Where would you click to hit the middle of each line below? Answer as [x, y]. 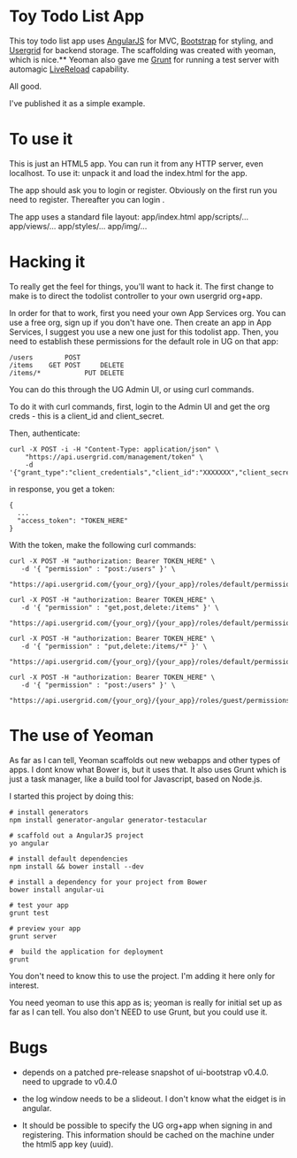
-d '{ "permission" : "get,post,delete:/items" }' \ [120, 607]
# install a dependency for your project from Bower [108, 882]
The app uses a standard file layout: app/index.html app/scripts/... [129, 216]
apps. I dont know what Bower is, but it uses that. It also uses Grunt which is [148, 769]
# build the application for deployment [87, 952]
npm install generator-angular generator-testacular [108, 820]
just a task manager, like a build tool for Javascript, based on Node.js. [136, 779]
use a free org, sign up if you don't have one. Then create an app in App [141, 322]
